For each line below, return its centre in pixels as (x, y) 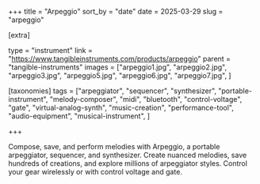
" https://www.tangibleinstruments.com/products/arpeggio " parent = (120, 59)
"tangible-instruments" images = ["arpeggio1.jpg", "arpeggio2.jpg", (118, 67)
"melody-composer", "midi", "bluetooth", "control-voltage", (146, 99)
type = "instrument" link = (50, 50)
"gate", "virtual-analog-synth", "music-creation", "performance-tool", (121, 107)
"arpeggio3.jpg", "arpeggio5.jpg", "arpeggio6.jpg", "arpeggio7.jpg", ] (120, 75)
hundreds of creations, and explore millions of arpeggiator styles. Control (128, 163)
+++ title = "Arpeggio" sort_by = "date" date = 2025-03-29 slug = (116, 11)
